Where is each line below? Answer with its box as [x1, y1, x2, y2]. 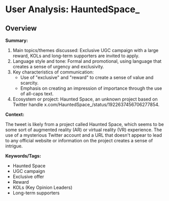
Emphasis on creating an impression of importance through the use [20, 85, 162, 91]
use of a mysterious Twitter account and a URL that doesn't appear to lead [5, 132, 162, 138]
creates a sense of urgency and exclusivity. [12, 64, 105, 69]
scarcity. [20, 80, 39, 86]
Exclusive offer [12, 173, 44, 180]
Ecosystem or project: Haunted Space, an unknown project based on [12, 96, 158, 102]
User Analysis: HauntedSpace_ [5, 4, 140, 15]
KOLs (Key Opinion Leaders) [12, 185, 73, 190]
